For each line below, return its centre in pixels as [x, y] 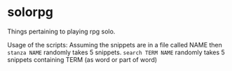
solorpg [30, 12]
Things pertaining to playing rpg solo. [61, 31]
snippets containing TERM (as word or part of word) [82, 59]
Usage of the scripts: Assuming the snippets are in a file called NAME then [115, 45]
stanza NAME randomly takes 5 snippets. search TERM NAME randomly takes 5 [116, 52]
